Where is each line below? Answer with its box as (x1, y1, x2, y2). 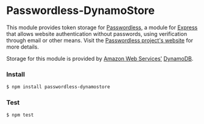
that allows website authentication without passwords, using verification (6, 30, 188, 37)
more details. (6, 43, 40, 50)
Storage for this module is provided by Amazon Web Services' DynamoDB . (6, 55, 194, 62)
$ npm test (6, 112, 34, 119)
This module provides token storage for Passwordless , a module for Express (6, 24, 198, 31)
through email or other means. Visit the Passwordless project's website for (6, 36, 194, 44)
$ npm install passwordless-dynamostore (6, 84, 111, 90)
